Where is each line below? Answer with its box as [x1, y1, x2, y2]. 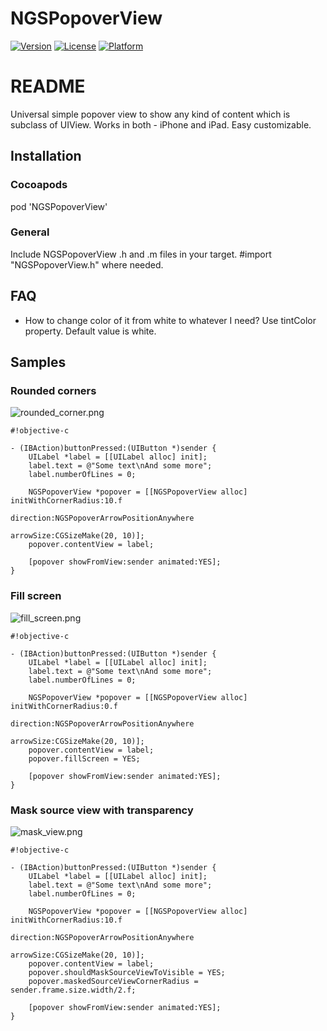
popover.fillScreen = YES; [28, 753, 141, 764]
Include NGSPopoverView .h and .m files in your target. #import [10, 248, 272, 260]
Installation [10, 148, 82, 165]
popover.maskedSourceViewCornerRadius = [28, 976, 199, 986]
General [10, 225, 50, 239]
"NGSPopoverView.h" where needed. [10, 258, 164, 271]
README [10, 75, 86, 98]
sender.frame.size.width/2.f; [10, 985, 137, 995]
